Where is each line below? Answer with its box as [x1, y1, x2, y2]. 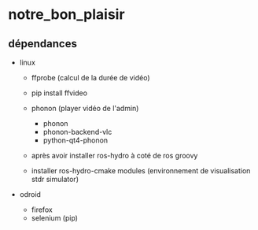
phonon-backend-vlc [42, 128, 112, 136]
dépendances [8, 37, 77, 50]
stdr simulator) [31, 175, 79, 184]
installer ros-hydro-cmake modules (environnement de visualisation [31, 166, 251, 175]
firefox [31, 205, 53, 214]
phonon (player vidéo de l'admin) [31, 104, 139, 113]
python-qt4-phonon [42, 135, 109, 145]
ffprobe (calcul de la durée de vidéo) [31, 73, 151, 82]
